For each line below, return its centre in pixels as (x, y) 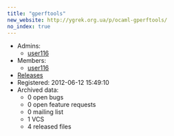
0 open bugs (45, 97)
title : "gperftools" (37, 13)
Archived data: (38, 90)
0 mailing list (45, 112)
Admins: (29, 46)
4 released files (49, 127)
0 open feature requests (62, 105)
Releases (30, 75)
